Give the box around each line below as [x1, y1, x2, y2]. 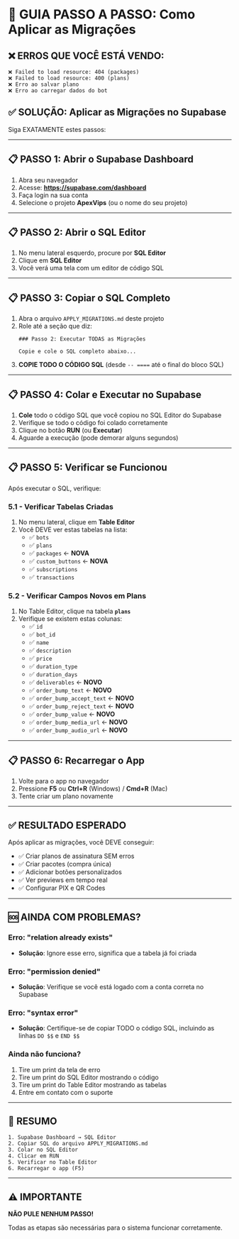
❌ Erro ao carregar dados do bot [8, 87, 108, 94]
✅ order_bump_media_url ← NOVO [28, 718, 128, 727]
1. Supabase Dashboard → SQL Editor [8, 1134, 116, 1141]
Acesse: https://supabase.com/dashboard [18, 183, 147, 192]
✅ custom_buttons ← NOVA [28, 557, 109, 566]
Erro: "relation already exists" [8, 932, 113, 942]
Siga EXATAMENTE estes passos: [8, 125, 106, 133]
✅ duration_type [28, 662, 78, 671]
